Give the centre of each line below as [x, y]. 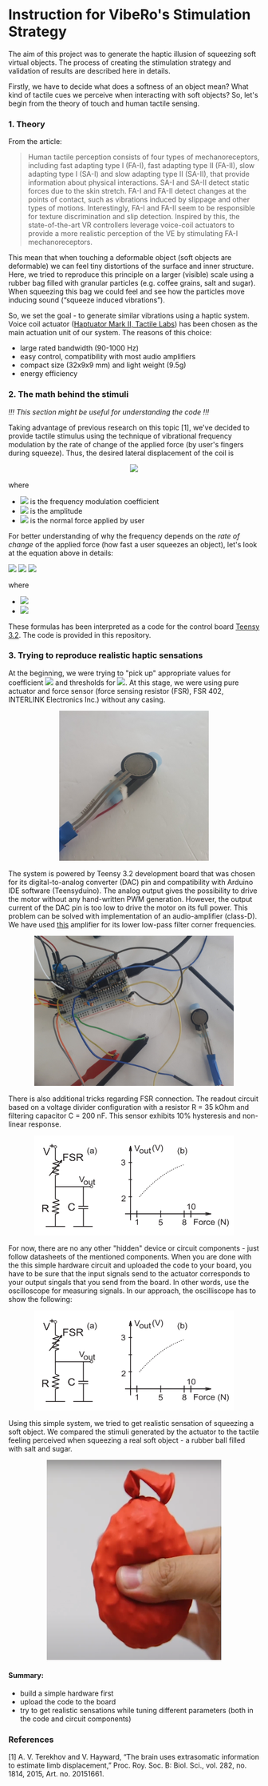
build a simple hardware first [67, 1693]
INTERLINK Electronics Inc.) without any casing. [87, 699]
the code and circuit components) [75, 1719]
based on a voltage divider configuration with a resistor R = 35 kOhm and [129, 1107]
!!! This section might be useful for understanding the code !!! [109, 412]
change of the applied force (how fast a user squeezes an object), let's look [133, 544]
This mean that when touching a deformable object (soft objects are [120, 258]
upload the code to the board [68, 1702]
